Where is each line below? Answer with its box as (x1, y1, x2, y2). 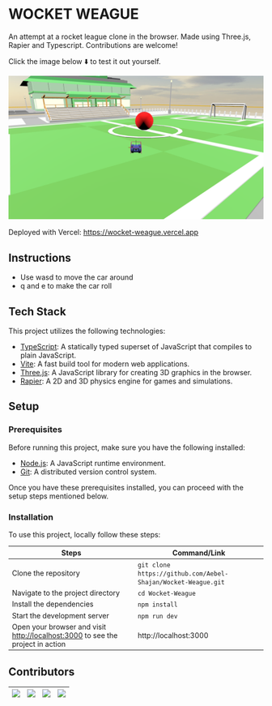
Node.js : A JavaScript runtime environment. (19, 458, 166, 468)
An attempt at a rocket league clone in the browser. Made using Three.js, (8, 32, 251, 41)
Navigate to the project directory (11, 588, 120, 598)
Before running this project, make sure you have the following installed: (8, 443, 245, 452)
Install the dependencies (11, 599, 94, 609)
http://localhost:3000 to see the (11, 630, 118, 640)
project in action (11, 639, 66, 648)
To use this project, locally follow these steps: (8, 530, 161, 540)
